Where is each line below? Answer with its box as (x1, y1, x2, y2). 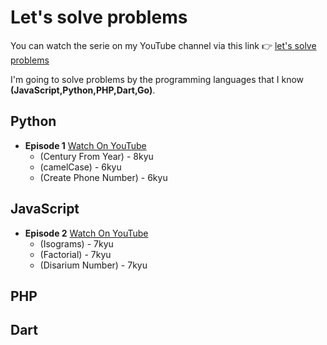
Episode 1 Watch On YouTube (24, 139, 147, 151)
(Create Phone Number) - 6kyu (39, 171, 168, 183)
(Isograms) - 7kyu (39, 237, 114, 250)
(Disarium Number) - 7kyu (39, 259, 148, 271)
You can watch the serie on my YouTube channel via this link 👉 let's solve (10, 39, 317, 51)
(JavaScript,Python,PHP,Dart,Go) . (10, 84, 156, 96)
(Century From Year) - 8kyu (39, 150, 154, 162)
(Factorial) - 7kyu (39, 248, 112, 260)
